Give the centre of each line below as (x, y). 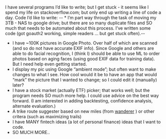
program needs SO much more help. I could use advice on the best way (85, 95)
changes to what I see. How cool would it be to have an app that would (84, 74)
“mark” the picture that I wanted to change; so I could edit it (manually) (85, 80)
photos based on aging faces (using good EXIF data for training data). (83, 59)
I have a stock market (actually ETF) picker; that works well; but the (81, 90)
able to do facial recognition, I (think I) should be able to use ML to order (86, 53)
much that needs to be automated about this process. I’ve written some (78, 28)
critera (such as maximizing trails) (47, 116)
